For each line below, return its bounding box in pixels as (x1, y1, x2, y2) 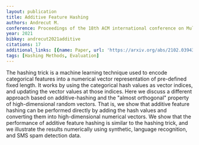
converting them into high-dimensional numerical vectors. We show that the (6, 113, 191, 120)
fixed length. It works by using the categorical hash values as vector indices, (6, 81, 193, 89)
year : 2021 (6, 31, 33, 37)
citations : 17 (6, 42, 41, 48)
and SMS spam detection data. (6, 131, 82, 139)
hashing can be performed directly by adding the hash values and (6, 107, 167, 114)
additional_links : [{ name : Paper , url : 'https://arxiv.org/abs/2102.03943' (6, 47, 197, 53)
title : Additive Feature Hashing (6, 14, 89, 20)
